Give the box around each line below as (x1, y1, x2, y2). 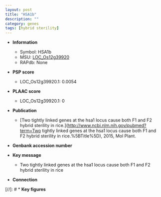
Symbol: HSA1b (19, 49, 51, 55)
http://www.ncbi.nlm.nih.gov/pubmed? (67, 123, 147, 129)
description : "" (5, 16, 39, 21)
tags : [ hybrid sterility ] (5, 26, 59, 31)
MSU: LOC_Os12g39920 (19, 54, 70, 60)
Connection (12, 177, 37, 183)
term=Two (19, 128, 41, 134)
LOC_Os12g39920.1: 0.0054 (19, 79, 77, 85)
